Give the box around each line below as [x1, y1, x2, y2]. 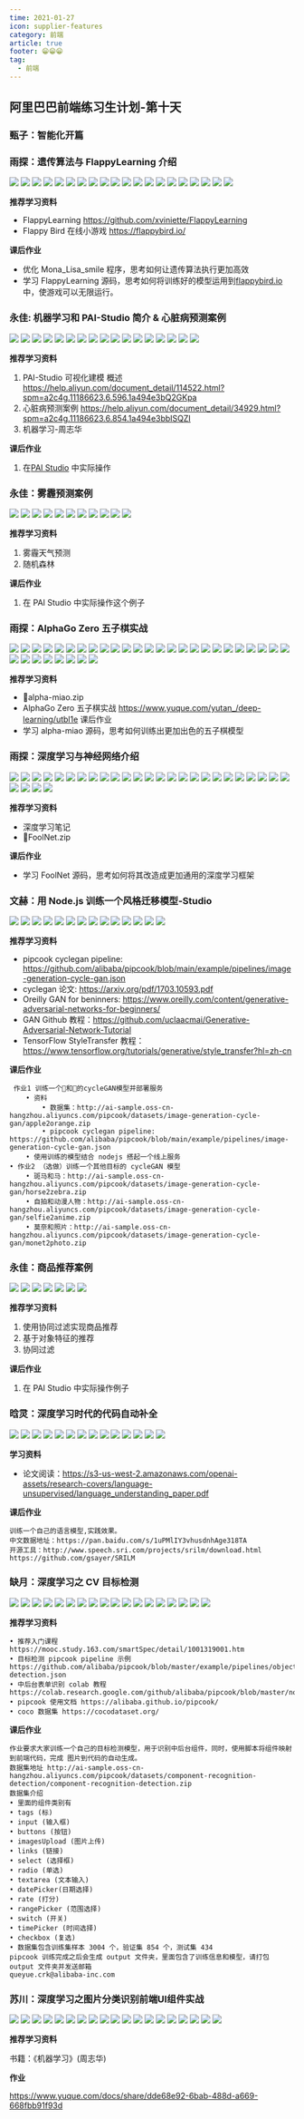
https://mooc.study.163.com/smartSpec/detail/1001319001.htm [9, 1645, 245, 1654]
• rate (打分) [9, 1894, 61, 1904]
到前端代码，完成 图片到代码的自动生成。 [9, 1754, 142, 1763]
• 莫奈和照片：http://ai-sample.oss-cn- [25, 1222, 172, 1231]
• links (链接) [9, 1846, 64, 1855]
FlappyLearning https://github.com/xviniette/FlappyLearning [22, 215, 248, 226]
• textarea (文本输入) [9, 1875, 90, 1884]
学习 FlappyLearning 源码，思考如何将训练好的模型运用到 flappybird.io [22, 276, 283, 287]
